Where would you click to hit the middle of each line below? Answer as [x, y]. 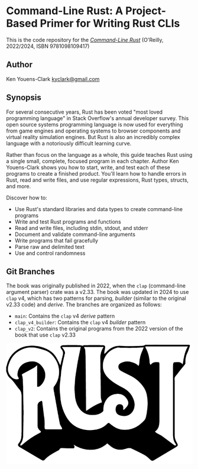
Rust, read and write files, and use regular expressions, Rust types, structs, [98, 180]
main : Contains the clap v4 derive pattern [65, 316]
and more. [19, 186]
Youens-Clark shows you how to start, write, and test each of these [88, 167]
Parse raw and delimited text [49, 247]
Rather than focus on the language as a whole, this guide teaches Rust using [99, 154]
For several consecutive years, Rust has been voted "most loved [85, 112]
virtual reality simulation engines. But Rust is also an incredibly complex [93, 137]
